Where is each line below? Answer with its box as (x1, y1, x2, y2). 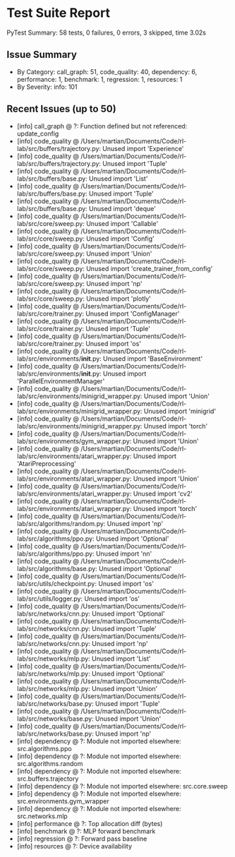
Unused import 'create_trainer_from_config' (86, 264, 213, 272)
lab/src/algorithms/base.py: (16, 564, 98, 573)
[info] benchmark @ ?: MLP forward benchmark (16, 827, 156, 835)
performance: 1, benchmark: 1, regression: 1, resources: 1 (16, 75, 183, 83)
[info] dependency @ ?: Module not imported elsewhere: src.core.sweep (16, 781, 228, 790)
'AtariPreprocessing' (16, 459, 77, 467)
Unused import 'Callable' (86, 219, 159, 227)
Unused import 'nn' (95, 549, 152, 558)
